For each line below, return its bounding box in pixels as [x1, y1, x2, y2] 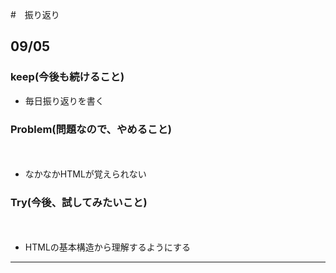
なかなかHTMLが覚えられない [24, 168, 147, 180]
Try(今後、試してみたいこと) [10, 195, 148, 209]
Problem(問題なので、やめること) [10, 122, 172, 136]
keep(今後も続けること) [10, 70, 125, 84]
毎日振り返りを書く [24, 94, 105, 107]
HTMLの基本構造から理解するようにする [24, 241, 191, 253]
